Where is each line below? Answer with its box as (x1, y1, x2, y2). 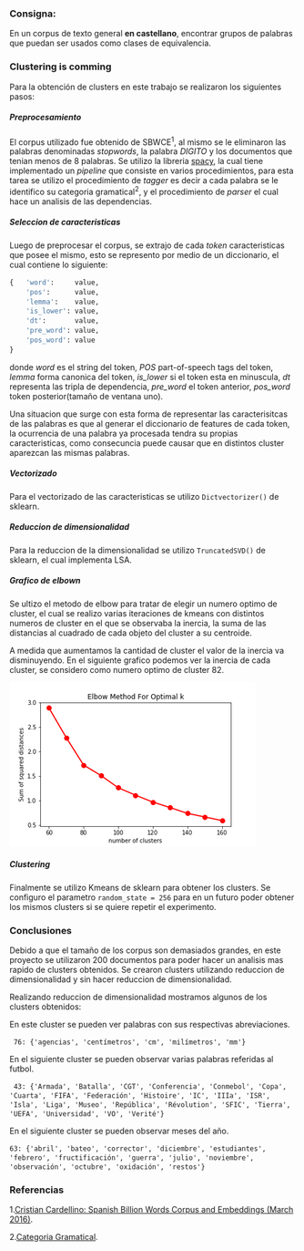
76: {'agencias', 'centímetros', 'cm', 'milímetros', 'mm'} (13, 1038, 247, 1047)
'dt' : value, (25, 316, 100, 326)
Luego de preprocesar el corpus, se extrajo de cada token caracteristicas (9, 240, 285, 251)
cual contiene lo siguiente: (9, 259, 108, 270)
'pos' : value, (25, 287, 100, 296)
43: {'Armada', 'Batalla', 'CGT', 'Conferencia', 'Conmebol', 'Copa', (13, 1082, 287, 1091)
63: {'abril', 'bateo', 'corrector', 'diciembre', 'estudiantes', (9, 1144, 267, 1153)
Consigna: (9, 7, 56, 20)
